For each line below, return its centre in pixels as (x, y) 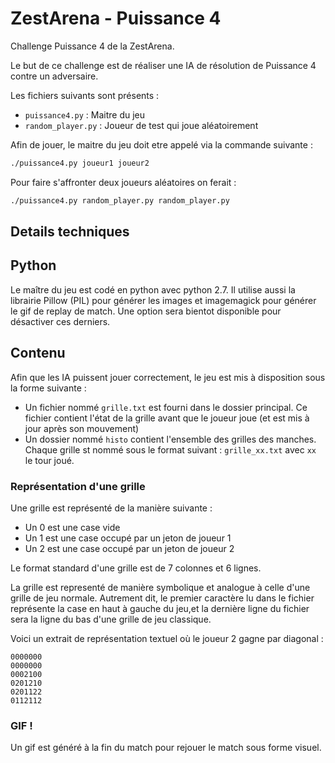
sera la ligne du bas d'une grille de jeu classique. (111, 619)
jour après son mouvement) (82, 428)
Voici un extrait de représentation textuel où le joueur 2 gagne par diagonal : (167, 638)
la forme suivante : (48, 388)
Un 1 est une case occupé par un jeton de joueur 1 (128, 538)
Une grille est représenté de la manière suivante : (111, 508)
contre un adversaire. (54, 76)
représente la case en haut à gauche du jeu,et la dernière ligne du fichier (160, 608)
